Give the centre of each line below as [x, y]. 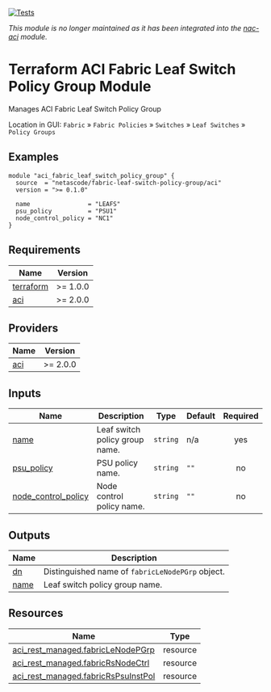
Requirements [44, 250]
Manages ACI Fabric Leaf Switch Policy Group [85, 108]
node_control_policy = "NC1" [65, 218]
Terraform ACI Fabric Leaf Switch [122, 70]
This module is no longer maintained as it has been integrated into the [125, 28]
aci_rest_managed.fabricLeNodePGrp [84, 649]
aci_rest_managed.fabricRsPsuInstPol [84, 676]
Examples [33, 157]
